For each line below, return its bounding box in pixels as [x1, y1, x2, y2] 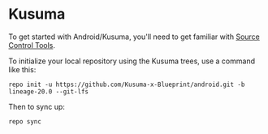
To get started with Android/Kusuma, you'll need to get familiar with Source [8, 32, 260, 41]
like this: [8, 64, 37, 74]
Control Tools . [8, 40, 55, 50]
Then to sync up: [8, 102, 65, 111]
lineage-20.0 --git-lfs [8, 87, 89, 96]
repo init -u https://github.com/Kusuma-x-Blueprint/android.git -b [8, 80, 245, 89]
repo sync [8, 117, 42, 126]
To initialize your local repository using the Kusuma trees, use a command [8, 56, 256, 66]
